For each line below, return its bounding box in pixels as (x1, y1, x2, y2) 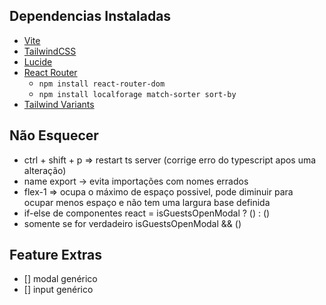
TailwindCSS (23, 45, 77, 57)
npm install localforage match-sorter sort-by (38, 89, 237, 99)
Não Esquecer (9, 127, 99, 144)
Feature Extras (9, 247, 103, 264)
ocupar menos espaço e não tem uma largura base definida (23, 196, 271, 208)
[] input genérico (23, 284, 94, 296)
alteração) (23, 164, 67, 176)
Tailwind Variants (23, 98, 95, 110)
